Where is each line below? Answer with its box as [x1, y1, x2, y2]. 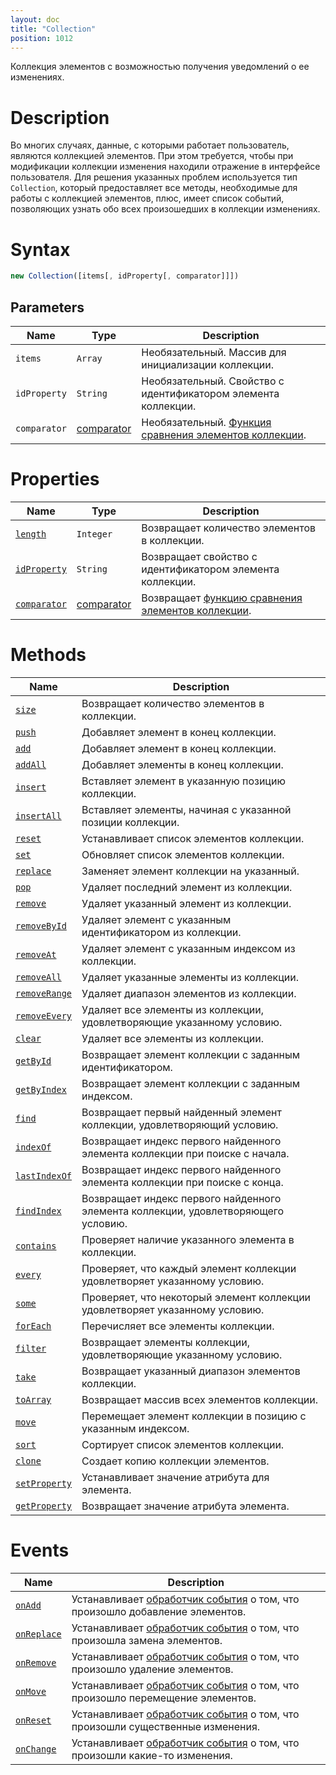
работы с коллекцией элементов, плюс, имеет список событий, [10, 192, 285, 205]
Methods [10, 644, 87, 666]
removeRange [15, 987, 73, 999]
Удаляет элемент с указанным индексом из [81, 941, 296, 955]
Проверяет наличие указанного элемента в [81, 1232, 295, 1246]
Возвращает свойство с [141, 549, 258, 563]
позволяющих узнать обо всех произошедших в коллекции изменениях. [10, 203, 321, 215]
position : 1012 [10, 33, 74, 43]
